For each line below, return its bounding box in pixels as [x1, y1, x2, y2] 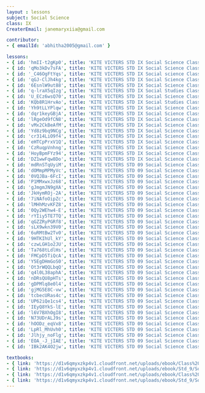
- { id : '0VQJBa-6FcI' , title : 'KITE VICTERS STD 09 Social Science [6, 173, 184, 179]
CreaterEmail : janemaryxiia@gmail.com [6, 26, 105, 32]
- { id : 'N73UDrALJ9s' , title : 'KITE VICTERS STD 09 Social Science [6, 315, 184, 321]
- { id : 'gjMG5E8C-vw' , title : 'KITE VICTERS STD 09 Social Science [6, 287, 184, 293]
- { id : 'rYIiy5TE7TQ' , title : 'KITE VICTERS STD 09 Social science [6, 213, 184, 219]
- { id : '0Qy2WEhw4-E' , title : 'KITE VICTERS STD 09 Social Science [6, 207, 184, 213]
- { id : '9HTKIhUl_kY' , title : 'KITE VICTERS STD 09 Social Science [6, 236, 184, 242]
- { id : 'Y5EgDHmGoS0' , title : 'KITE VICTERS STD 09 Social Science [6, 258, 184, 265]
